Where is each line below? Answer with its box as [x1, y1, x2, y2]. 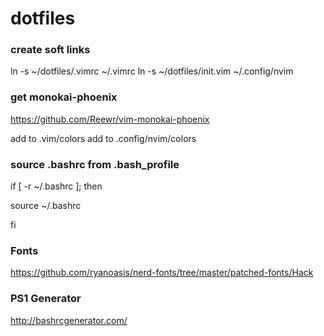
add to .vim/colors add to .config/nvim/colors [10, 132, 197, 144]
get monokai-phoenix [10, 90, 118, 104]
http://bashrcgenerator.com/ [10, 314, 128, 326]
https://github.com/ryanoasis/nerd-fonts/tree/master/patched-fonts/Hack [10, 267, 314, 279]
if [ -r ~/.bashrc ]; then [10, 180, 103, 192]
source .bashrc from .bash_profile [10, 157, 180, 171]
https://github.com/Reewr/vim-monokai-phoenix [10, 113, 210, 125]
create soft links [10, 43, 91, 57]
